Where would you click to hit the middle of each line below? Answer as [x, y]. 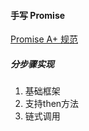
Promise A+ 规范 [44, 39]
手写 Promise [38, 15]
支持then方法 [52, 104]
